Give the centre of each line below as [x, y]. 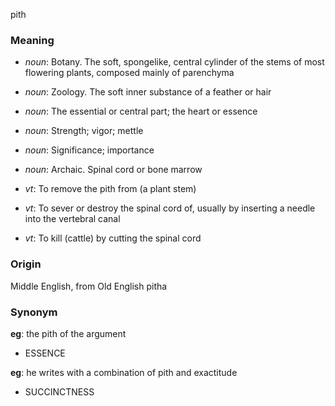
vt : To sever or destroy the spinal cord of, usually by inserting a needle [170, 208]
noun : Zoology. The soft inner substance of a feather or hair [148, 92]
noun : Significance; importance [89, 150]
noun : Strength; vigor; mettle [84, 131]
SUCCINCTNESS [59, 391]
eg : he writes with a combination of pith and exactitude [124, 372]
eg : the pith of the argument [68, 333]
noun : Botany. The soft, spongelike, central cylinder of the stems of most [174, 62]
